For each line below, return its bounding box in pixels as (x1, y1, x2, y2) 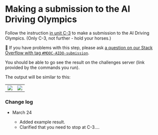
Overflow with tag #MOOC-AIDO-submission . (5, 50, 90, 56)
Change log (5, 98, 33, 105)
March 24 (12, 110, 32, 115)
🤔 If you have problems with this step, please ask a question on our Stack (5, 45, 153, 50)
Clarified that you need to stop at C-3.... (19, 124, 100, 130)
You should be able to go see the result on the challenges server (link (5, 59, 145, 65)
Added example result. (19, 119, 65, 125)
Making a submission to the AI (5, 3, 131, 15)
